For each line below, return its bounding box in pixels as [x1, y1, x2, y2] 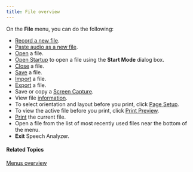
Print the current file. [14, 113, 66, 120]
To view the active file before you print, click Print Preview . [14, 107, 160, 114]
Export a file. [14, 82, 47, 89]
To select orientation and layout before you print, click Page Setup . [14, 100, 179, 108]
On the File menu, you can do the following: [6, 25, 114, 32]
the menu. [14, 126, 40, 133]
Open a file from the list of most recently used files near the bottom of [14, 119, 187, 126]
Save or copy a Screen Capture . [14, 87, 94, 95]
